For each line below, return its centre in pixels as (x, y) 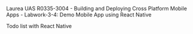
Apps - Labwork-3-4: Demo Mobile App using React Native (79, 15)
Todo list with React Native (39, 26)
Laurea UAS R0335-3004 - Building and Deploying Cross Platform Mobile (96, 8)
